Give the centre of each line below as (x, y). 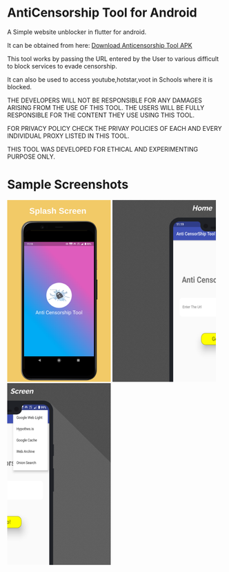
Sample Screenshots (68, 185)
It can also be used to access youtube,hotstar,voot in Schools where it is (110, 79)
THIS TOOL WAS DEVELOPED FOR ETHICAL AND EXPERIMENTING (103, 149)
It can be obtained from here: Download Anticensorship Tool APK (100, 45)
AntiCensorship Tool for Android (102, 13)
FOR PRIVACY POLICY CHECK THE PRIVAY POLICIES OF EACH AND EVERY (114, 128)
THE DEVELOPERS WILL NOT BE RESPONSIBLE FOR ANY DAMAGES (104, 100)
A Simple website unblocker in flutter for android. (77, 32)
